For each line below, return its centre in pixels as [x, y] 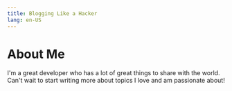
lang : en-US [24, 20]
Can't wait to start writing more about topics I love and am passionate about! [116, 81]
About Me [36, 54]
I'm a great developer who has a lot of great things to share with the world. [114, 73]
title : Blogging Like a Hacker [52, 13]
